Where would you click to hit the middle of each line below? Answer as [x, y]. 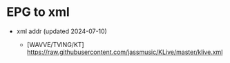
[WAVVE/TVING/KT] [55, 44]
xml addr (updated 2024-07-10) [62, 31]
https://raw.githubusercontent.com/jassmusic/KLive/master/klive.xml [125, 52]
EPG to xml [38, 12]
